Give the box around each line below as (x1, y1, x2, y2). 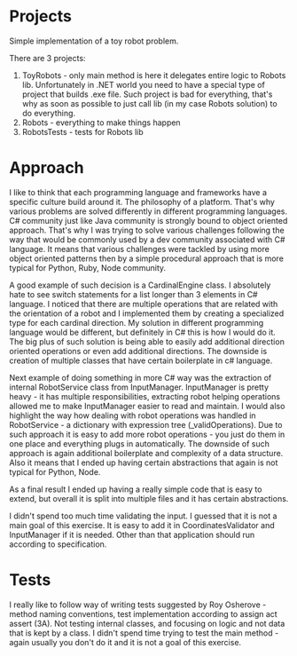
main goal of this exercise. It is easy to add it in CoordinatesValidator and (9, 519, 275, 530)
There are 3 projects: (9, 52, 86, 63)
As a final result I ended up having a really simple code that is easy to (9, 484, 262, 494)
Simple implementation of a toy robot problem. (9, 36, 179, 46)
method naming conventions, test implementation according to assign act (9, 608, 277, 619)
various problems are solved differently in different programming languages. (9, 206, 288, 217)
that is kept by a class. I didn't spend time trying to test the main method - (9, 628, 279, 638)
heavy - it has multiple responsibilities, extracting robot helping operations (9, 391, 281, 401)
